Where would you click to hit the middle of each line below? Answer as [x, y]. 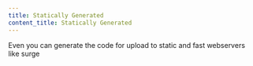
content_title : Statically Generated [70, 23]
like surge [24, 53]
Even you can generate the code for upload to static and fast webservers [127, 45]
